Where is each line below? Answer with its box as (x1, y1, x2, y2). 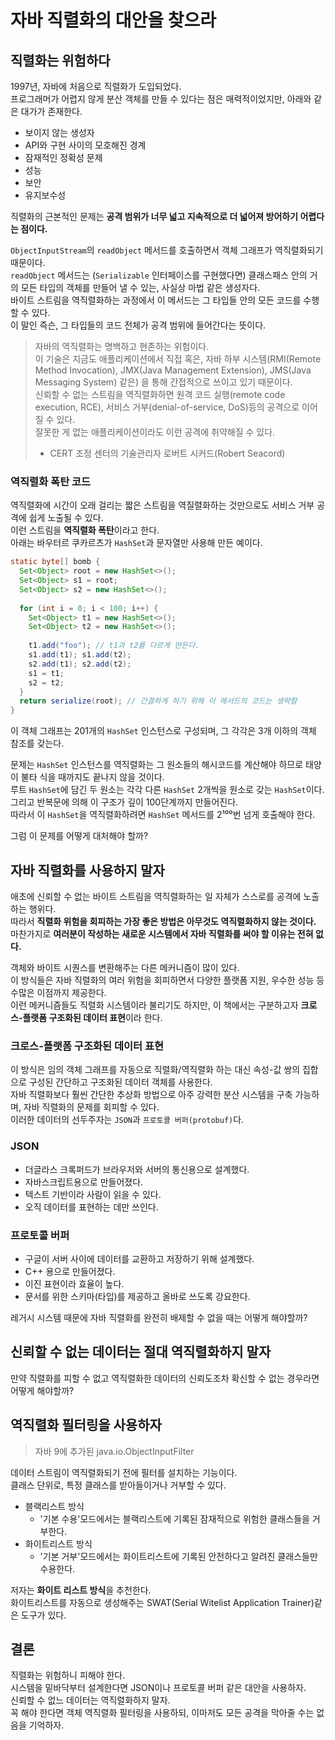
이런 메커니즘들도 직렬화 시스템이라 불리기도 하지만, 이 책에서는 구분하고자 (10, 999, 299, 1011)
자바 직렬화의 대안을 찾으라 (10, 9, 217, 32)
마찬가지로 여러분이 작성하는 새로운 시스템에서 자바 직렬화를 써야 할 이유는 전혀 (10, 927, 314, 940)
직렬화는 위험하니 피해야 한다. (10, 1669, 126, 1681)
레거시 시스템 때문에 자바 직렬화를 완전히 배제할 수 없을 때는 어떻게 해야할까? (10, 1311, 308, 1323)
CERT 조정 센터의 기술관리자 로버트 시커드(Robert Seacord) (49, 447, 286, 459)
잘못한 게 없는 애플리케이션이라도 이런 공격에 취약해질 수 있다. (34, 426, 276, 438)
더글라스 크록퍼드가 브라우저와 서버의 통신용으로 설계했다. (24, 1163, 250, 1175)
